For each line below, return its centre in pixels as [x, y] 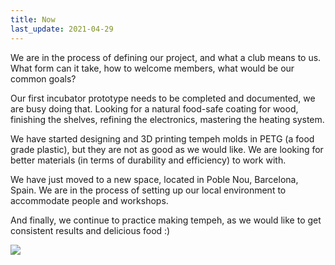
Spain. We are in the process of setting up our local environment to [148, 190]
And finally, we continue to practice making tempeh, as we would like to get [166, 220]
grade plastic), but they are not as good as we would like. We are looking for [167, 149]
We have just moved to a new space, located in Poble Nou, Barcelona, [154, 179]
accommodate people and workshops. [89, 200]
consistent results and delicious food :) [90, 230]
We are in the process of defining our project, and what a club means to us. [166, 57]
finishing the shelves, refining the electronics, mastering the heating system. [167, 119]
